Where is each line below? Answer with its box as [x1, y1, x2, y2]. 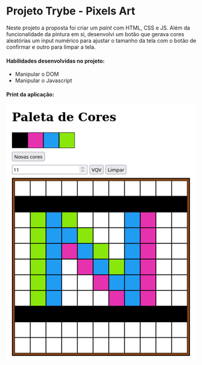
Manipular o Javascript [14, 77, 72, 84]
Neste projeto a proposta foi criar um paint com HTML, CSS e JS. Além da [6, 24, 191, 31]
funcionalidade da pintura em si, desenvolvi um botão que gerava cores [6, 30, 185, 37]
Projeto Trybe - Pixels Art [6, 4, 136, 18]
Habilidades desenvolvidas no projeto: [6, 57, 105, 64]
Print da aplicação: [6, 90, 54, 98]
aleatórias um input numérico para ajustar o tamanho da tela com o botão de [6, 37, 197, 44]
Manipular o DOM [14, 70, 59, 78]
